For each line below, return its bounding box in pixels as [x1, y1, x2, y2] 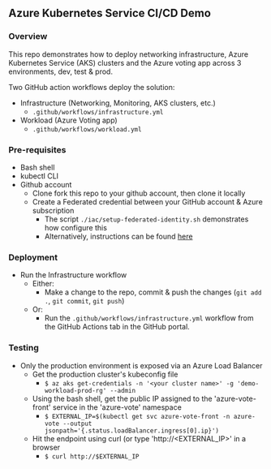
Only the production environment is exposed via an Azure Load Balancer [19, 360, 263, 370]
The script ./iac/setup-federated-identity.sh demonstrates [44, 214, 249, 224]
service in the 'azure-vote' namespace [52, 402, 183, 412]
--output [62, 420, 92, 428]
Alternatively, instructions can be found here [44, 231, 193, 241]
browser [32, 442, 61, 452]
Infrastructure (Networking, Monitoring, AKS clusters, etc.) [19, 97, 217, 108]
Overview [8, 31, 48, 42]
